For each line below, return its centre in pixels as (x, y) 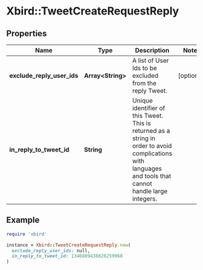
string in (144, 138)
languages (147, 169)
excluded (145, 76)
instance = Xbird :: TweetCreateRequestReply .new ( (69, 245)
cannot (142, 184)
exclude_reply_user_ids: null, (51, 251)
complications (152, 153)
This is (141, 123)
